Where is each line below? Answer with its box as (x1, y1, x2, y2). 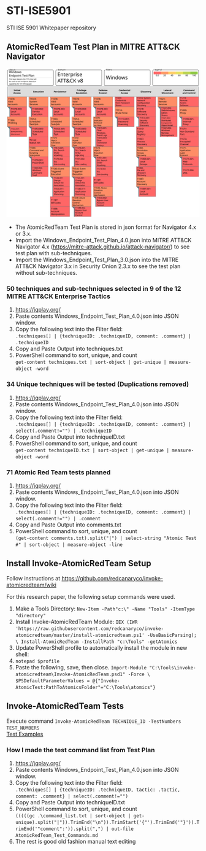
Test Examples (6, 730, 44, 737)
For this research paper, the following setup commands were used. (6, 593, 176, 600)
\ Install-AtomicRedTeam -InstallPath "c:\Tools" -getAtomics (15, 639, 178, 645)
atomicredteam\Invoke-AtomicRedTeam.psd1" (15, 671, 126, 677)
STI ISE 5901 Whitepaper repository (6, 24, 96, 31)
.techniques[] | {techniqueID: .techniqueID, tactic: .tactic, (15, 787, 181, 793)
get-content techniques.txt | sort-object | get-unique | (15, 360, 167, 366)
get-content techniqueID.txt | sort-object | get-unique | (15, 447, 170, 453)
